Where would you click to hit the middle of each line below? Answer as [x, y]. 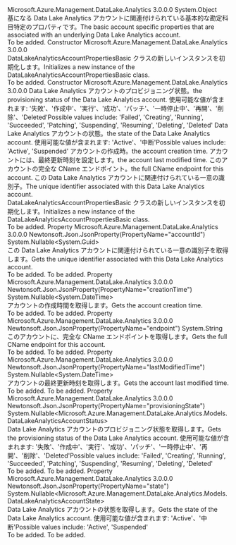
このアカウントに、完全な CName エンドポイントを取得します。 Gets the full [117, 337]
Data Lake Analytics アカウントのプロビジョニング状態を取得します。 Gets [114, 429]
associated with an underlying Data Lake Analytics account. [94, 35]
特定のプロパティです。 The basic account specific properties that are [114, 27]
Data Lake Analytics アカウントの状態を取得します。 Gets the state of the [113, 509]
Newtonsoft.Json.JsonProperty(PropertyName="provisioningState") [106, 406]
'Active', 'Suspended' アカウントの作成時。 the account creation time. [108, 151]
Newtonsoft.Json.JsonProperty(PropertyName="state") [88, 486]
